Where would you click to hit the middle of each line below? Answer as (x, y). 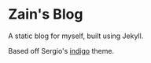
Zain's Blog (46, 14)
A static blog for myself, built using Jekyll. (76, 36)
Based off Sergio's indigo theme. (61, 51)
